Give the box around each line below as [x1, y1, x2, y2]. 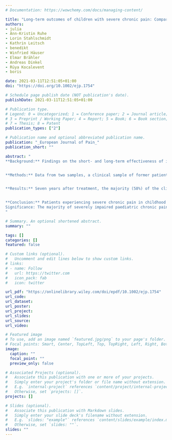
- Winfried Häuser [5, 50, 45, 55]
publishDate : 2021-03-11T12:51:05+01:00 [5, 97, 93, 103]
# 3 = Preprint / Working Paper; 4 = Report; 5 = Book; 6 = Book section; [5, 116, 168, 121]
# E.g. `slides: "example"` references [5, 417, 95, 423]
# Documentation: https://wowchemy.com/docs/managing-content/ [5, 7, 143, 13]
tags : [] [5, 233, 24, 238]
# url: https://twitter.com [5, 271, 70, 276]
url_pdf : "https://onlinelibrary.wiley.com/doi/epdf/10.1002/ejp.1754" [5, 290, 161, 295]
